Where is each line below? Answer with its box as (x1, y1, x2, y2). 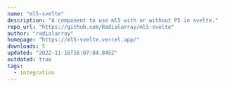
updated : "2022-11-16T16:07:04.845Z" (7, 50, 118, 57)
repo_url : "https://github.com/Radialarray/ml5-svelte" (7, 23, 174, 30)
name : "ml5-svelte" (7, 10, 65, 18)
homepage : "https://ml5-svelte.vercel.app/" (7, 36, 140, 43)
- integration (13, 69, 55, 76)
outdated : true (7, 56, 52, 63)
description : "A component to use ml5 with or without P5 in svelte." (7, 17, 219, 24)
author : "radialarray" (7, 29, 74, 37)
